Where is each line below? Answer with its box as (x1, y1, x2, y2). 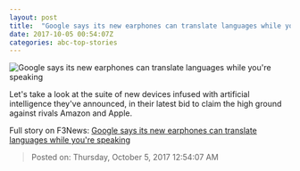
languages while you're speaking (9, 134, 131, 145)
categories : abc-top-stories (9, 37, 118, 47)
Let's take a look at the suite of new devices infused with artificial (9, 89, 250, 100)
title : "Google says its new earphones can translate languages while (9, 21, 281, 30)
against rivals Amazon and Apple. (9, 108, 133, 118)
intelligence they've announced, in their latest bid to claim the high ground (9, 99, 282, 110)
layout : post (9, 12, 58, 22)
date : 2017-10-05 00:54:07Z (9, 29, 114, 38)
